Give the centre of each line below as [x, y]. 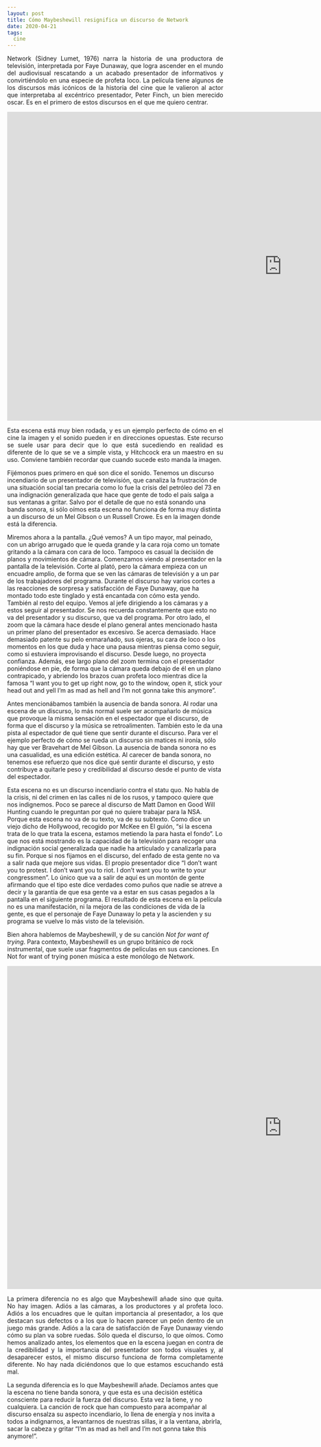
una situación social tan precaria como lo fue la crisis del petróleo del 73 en [114, 487]
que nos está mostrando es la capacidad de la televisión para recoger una [112, 841]
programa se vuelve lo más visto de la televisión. [76, 921]
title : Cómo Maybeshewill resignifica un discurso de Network [98, 20]
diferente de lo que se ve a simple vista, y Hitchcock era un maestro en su [115, 452]
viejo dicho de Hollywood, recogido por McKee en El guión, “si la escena [110, 826]
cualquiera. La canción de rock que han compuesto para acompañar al [107, 1407]
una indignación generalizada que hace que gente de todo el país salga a [110, 495]
